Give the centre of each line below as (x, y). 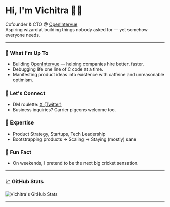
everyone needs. (23, 35)
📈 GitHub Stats (25, 182)
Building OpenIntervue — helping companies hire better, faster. (78, 64)
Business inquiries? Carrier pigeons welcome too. (64, 110)
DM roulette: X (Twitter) (37, 104)
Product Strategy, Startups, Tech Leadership (59, 134)
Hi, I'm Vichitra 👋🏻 (44, 10)
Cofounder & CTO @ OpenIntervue (41, 24)
